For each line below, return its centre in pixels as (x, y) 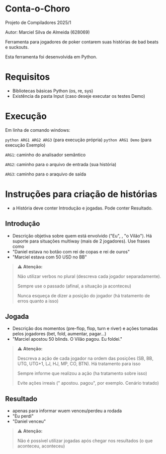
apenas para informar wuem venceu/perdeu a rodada (67, 411)
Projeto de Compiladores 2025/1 (38, 22)
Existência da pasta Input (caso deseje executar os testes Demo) (79, 96)
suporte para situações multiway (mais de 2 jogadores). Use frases (81, 241)
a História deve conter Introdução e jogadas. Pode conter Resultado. (83, 208)
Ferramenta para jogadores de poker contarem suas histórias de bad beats (82, 42)
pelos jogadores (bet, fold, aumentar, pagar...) (59, 334)
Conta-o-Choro (38, 9)
